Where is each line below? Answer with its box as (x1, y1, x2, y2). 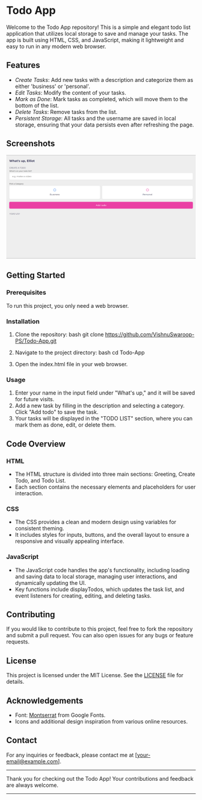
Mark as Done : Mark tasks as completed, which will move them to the (14, 95, 188, 102)
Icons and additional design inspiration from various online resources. (14, 717, 188, 725)
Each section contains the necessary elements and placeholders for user (14, 483, 196, 490)
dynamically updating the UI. (14, 579, 86, 586)
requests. (6, 638, 30, 645)
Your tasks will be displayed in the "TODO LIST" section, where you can (14, 415, 193, 422)
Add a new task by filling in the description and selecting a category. (14, 402, 185, 410)
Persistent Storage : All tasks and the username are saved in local (14, 114, 176, 122)
